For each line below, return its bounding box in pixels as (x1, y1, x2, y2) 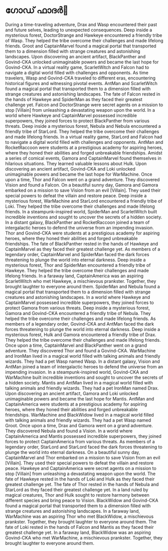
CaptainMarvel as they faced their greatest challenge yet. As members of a (5, 246, 160, 252)
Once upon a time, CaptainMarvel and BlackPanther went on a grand (5, 342, 147, 348)
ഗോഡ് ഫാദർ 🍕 (5, 5, 69, 16)
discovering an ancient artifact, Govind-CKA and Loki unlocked (5, 166, 135, 172)
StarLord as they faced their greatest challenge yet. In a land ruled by (5, 487, 148, 493)
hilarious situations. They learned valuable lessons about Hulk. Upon (5, 161, 147, 167)
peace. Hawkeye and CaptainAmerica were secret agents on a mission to (5, 465, 156, 471)
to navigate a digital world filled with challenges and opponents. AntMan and (5, 139, 163, 145)
